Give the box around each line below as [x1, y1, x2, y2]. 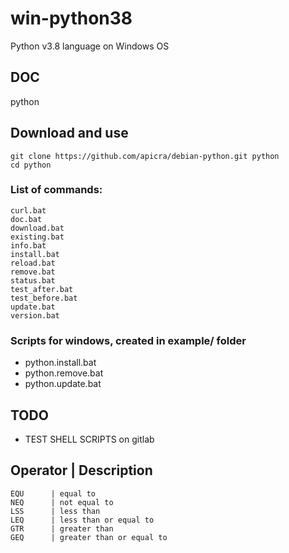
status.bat [10, 275, 56, 286]
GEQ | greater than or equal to [10, 532, 168, 542]
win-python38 [10, 7, 133, 30]
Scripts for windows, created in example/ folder [10, 333, 247, 347]
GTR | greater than [10, 523, 114, 534]
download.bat [10, 223, 65, 233]
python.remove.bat [24, 367, 104, 379]
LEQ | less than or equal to [10, 515, 155, 525]
